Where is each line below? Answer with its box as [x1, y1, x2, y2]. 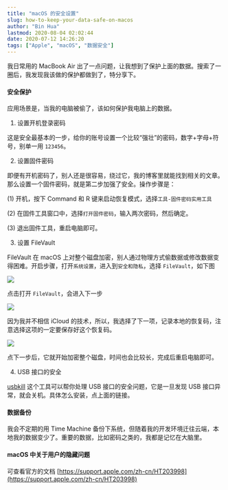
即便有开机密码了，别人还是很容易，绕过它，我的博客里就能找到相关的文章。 [7, 172, 224, 180]
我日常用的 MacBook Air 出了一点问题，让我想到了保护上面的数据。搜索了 [7, 62, 216, 70]
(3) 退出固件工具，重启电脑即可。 [7, 224, 102, 232]
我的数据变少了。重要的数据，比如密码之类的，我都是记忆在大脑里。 [12, 433, 206, 442]
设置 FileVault [16, 238, 56, 247]
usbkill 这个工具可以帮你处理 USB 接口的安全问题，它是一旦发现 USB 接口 [7, 382, 215, 391]
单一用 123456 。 [25, 142, 70, 150]
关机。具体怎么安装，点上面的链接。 [30, 391, 134, 400]
